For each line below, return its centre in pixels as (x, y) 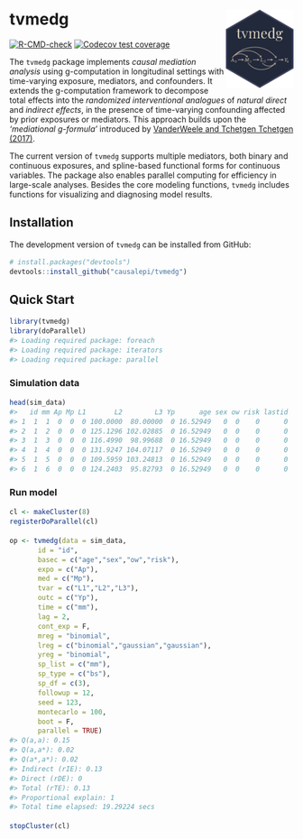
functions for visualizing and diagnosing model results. (111, 194)
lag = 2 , (54, 617)
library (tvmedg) (40, 322)
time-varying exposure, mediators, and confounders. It (111, 80)
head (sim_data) (38, 402)
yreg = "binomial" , (74, 655)
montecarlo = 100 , (72, 712)
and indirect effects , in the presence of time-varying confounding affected (147, 109)
